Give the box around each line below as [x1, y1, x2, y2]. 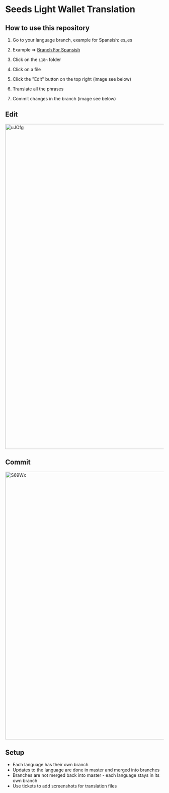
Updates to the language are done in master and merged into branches [12, 767, 160, 773]
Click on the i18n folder [12, 56, 61, 63]
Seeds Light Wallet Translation [5, 4, 136, 15]
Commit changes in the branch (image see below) [12, 96, 116, 101]
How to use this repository [5, 24, 90, 32]
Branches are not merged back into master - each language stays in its [12, 772, 160, 778]
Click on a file [12, 67, 41, 72]
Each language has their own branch [12, 762, 89, 768]
